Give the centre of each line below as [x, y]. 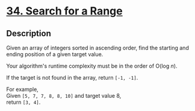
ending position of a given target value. [55, 54]
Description [29, 33]
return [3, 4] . [23, 102]
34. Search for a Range [64, 11]
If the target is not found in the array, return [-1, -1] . [72, 78]
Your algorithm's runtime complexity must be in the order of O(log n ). [92, 66]
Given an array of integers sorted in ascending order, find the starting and [98, 48]
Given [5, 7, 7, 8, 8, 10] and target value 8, [64, 96]
